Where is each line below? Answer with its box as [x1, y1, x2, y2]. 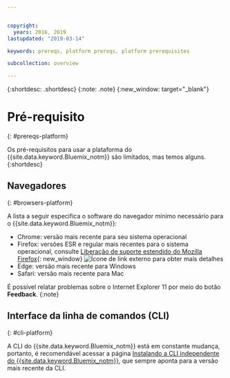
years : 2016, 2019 [13, 28, 67, 35]
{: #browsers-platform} [7, 198, 73, 207]
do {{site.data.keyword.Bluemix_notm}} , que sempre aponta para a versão [7, 357, 219, 365]
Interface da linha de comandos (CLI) [7, 310, 170, 322]
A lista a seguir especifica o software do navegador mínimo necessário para [7, 211, 224, 220]
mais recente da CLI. [7, 363, 66, 372]
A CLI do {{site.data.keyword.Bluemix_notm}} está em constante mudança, [7, 341, 220, 350]
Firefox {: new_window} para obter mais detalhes [17, 254, 224, 263]
